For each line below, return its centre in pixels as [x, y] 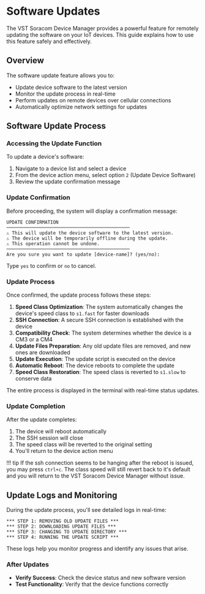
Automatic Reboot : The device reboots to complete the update [95, 365]
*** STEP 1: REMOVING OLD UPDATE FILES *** [63, 521]
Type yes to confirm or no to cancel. [51, 265]
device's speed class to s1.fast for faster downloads [82, 313]
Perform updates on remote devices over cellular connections [93, 100]
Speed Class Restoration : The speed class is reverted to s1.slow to [100, 372]
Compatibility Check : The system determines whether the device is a [103, 333]
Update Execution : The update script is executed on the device [95, 359]
